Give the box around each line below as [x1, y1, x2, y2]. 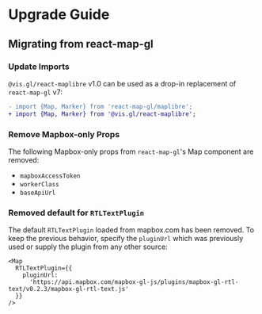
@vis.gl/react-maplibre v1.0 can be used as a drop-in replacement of [8, 78, 237, 88]
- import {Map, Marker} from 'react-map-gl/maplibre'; [8, 102, 193, 110]
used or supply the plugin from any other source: [8, 242, 168, 251]
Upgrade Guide [8, 6, 110, 24]
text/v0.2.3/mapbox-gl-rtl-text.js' [8, 285, 129, 293]
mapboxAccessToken [19, 172, 81, 180]
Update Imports [8, 61, 70, 72]
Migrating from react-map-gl [8, 37, 154, 51]
